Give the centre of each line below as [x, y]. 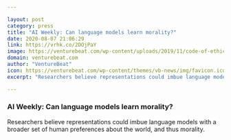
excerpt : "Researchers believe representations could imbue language [109, 77]
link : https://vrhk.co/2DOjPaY [52, 45]
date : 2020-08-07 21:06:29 [46, 38]
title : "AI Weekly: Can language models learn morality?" [92, 32]
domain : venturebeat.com [43, 58]
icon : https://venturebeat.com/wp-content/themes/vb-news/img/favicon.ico [117, 70]
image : [16, 51]
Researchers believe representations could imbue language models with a [112, 121]
